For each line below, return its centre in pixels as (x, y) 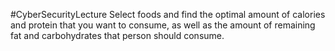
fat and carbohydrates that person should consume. (117, 35)
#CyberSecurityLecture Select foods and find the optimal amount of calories (168, 14)
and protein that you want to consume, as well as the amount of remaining (163, 25)
